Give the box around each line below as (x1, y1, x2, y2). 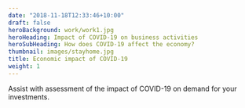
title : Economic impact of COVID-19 (8, 56, 128, 63)
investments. (8, 92, 49, 102)
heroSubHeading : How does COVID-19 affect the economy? (8, 41, 195, 49)
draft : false (8, 19, 51, 27)
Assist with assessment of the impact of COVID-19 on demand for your (8, 84, 237, 93)
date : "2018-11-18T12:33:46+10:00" (8, 11, 125, 20)
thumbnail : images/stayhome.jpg (8, 48, 114, 56)
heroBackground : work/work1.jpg (8, 26, 114, 34)
